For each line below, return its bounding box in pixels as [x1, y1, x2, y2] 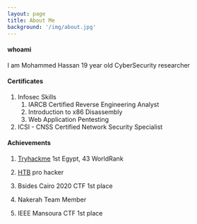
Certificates [7, 77, 44, 85]
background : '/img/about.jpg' [7, 23, 97, 30]
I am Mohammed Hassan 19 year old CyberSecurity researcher [7, 61, 191, 69]
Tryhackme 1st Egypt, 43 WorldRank [17, 154, 124, 163]
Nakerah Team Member [17, 195, 87, 204]
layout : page [7, 10, 46, 18]
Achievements [7, 139, 52, 147]
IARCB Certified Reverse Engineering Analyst [28, 100, 160, 108]
